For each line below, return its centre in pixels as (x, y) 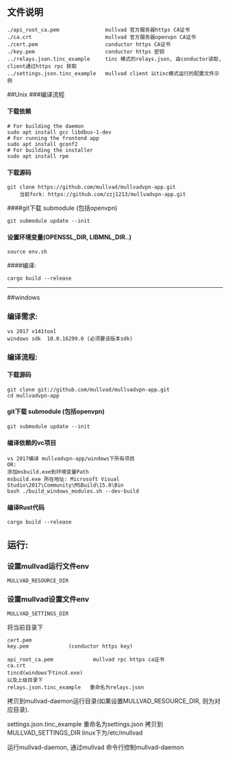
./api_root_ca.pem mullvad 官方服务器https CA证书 (99, 29)
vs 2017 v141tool (32, 331)
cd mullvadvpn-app (33, 395)
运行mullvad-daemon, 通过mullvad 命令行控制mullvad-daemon (95, 747)
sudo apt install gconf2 (42, 145)
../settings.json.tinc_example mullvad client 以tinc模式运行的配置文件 (111, 73)
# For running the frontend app (53, 138)
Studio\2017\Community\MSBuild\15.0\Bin (66, 485)
